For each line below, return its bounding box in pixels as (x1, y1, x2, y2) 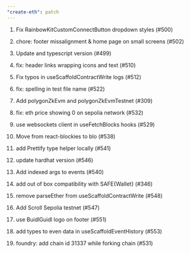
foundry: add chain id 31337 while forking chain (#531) (15, 240, 153, 247)
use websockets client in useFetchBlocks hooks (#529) (15, 121, 155, 128)
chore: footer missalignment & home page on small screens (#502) (15, 37, 185, 45)
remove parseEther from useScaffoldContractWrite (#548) (15, 192, 163, 199)
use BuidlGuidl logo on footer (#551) (15, 216, 107, 223)
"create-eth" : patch (7, 9, 60, 15)
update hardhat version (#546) (15, 156, 93, 164)
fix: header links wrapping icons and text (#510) (15, 61, 136, 69)
